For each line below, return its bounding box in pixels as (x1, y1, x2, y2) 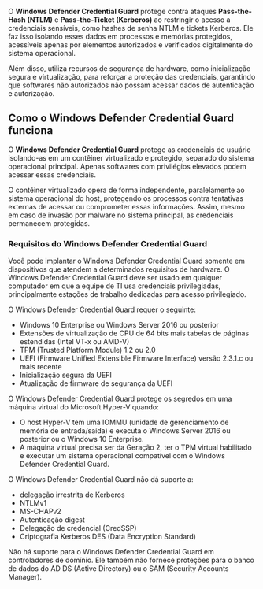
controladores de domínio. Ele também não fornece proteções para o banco (8, 555, 254, 565)
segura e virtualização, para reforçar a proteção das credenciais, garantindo (8, 72, 256, 81)
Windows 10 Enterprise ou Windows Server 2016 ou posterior (19, 320, 219, 330)
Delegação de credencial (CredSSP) (19, 524, 137, 533)
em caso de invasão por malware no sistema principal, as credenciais (8, 210, 234, 220)
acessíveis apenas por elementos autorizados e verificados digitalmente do (8, 40, 254, 50)
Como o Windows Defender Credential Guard (8, 112, 235, 125)
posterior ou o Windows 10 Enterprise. (19, 435, 144, 444)
